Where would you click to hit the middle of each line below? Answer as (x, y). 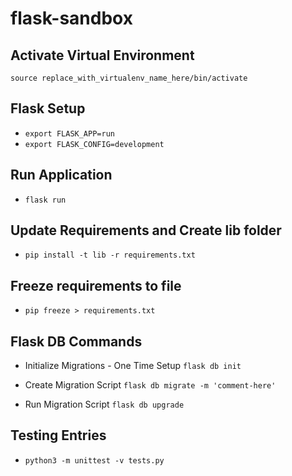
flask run (45, 200)
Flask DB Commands (76, 341)
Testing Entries (58, 435)
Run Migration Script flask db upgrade (104, 404)
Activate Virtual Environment (102, 55)
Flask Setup (48, 108)
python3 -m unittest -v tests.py (94, 460)
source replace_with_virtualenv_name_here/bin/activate (129, 78)
